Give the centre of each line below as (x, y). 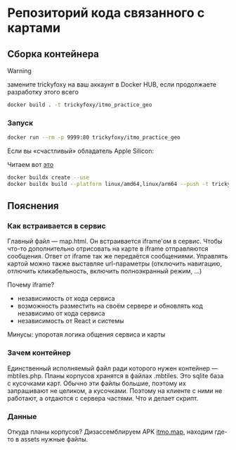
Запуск (20, 123)
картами (34, 28)
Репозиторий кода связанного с (106, 13)
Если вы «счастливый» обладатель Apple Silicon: (81, 151)
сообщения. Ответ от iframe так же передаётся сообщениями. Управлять (118, 256)
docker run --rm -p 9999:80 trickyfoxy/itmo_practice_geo (94, 138)
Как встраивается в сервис (57, 226)
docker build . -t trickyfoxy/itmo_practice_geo (80, 105)
